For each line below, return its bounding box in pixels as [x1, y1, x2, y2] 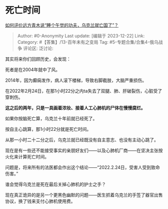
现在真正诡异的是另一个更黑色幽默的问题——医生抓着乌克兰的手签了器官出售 [5, 191, 163, 198]
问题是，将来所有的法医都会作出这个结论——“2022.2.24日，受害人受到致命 [5, 164, 160, 170]
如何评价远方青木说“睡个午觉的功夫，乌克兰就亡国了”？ [5, 22, 119, 28]
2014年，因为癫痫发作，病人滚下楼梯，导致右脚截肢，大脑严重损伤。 [5, 77, 147, 83]
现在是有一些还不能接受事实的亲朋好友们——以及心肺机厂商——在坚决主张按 [5, 147, 163, 153]
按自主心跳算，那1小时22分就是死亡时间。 [5, 126, 91, 132]
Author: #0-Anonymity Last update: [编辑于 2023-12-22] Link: [17, 33, 145, 39]
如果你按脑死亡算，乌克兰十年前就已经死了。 [5, 115, 97, 121]
